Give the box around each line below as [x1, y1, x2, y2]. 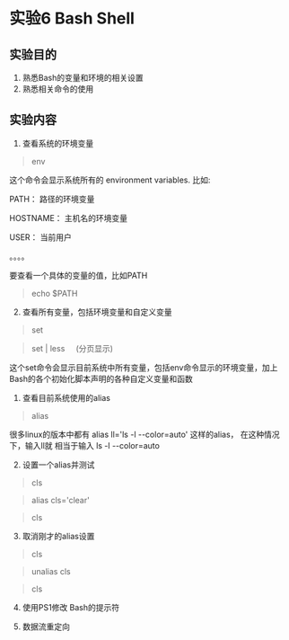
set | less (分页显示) [31, 342, 114, 353]
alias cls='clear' [31, 494, 90, 505]
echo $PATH [31, 288, 78, 298]
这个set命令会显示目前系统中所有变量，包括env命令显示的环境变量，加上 [9, 361, 278, 373]
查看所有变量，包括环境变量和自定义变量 [22, 307, 172, 317]
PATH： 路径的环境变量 [9, 193, 95, 204]
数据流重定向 [22, 621, 70, 632]
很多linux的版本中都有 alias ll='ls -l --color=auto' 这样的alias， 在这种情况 [9, 429, 280, 440]
